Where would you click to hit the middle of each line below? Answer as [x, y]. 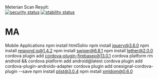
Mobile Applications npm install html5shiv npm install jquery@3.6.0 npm [77, 45]
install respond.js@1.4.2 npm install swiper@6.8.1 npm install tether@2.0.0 [79, 50]
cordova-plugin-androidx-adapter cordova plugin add [59, 66]
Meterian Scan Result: [27, 7]
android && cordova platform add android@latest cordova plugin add [74, 61]
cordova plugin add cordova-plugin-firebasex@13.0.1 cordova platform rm [79, 56]
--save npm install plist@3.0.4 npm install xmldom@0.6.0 [76, 71]
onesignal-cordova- [133, 66]
